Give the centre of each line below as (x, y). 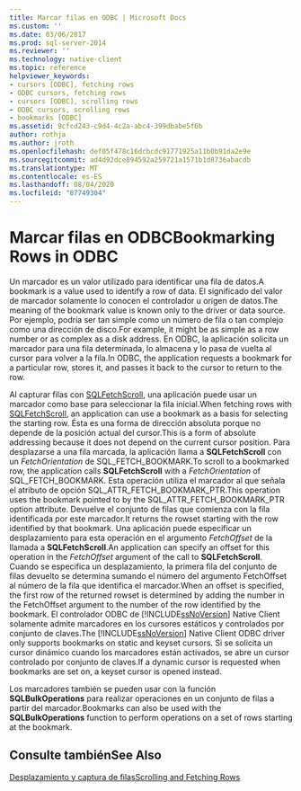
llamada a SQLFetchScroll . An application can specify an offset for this (139, 547)
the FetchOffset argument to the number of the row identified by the (135, 604)
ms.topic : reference (48, 68)
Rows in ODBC (64, 257)
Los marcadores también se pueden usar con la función (113, 689)
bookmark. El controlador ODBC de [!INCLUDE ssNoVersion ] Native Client (145, 614)
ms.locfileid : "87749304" (58, 193)
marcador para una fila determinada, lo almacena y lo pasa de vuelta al (141, 348)
